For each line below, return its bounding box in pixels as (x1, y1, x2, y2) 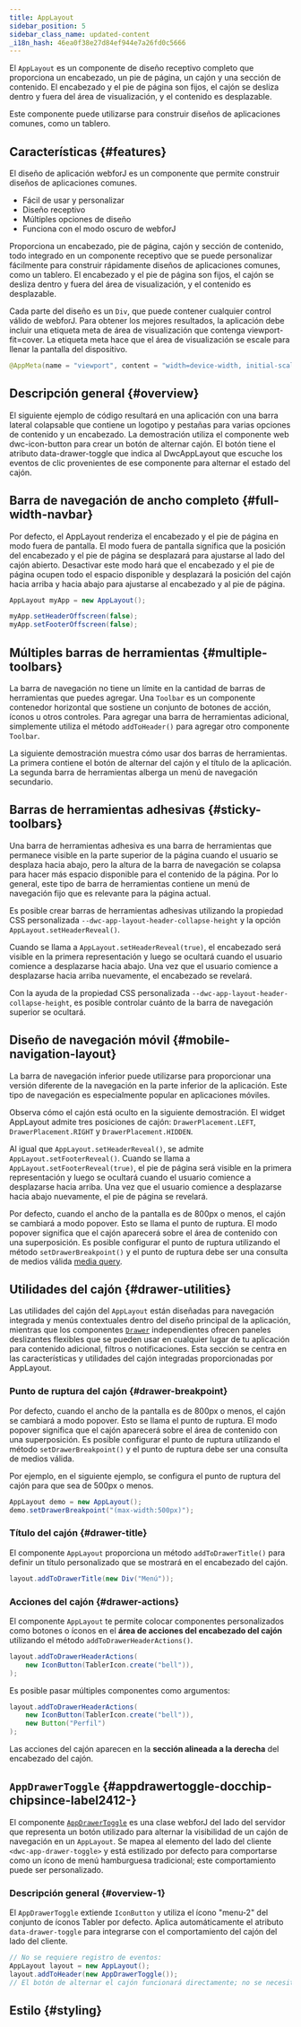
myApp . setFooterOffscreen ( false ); (9, 620, 139, 629)
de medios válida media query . (9, 1256, 123, 1267)
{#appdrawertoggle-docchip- (102, 1779, 272, 1794)
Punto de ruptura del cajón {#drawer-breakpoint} (9, 1385, 228, 1398)
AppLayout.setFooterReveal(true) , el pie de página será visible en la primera (9, 1162, 292, 1173)
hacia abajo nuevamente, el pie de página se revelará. (9, 1191, 209, 1201)
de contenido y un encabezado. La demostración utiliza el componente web (9, 429, 289, 439)
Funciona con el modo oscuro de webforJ (21, 223, 176, 234)
